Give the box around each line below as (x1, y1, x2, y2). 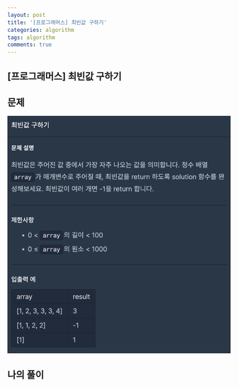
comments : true (7, 41, 52, 49)
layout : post (7, 11, 46, 18)
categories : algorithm (7, 26, 74, 33)
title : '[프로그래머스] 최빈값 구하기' (7, 18, 108, 26)
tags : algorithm (7, 34, 55, 41)
